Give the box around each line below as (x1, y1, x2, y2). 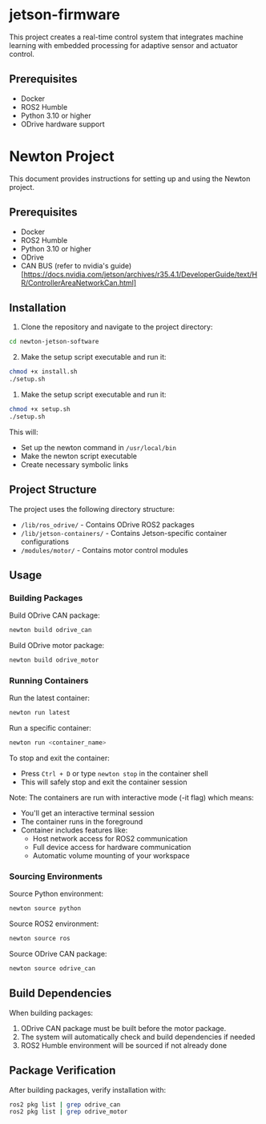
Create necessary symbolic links (20, 459, 129, 469)
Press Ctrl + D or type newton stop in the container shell (20, 768, 208, 778)
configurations (20, 537, 70, 546)
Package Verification (9, 1064, 116, 1078)
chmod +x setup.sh (9, 405, 71, 413)
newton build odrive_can (9, 626, 92, 635)
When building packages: (9, 1008, 94, 1017)
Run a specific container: (9, 723, 91, 733)
